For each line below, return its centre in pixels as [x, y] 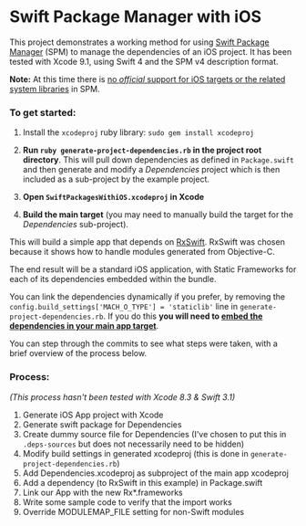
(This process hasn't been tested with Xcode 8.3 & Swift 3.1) [122, 397]
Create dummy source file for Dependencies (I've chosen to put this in [154, 434]
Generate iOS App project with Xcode [93, 415]
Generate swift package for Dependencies [102, 424]
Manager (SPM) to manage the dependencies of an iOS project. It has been [151, 51]
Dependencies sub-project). [76, 225]
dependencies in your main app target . [84, 326]
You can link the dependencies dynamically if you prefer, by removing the [147, 297]
